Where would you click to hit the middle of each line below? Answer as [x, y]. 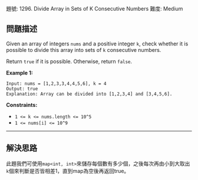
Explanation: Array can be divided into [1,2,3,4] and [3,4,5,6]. [89, 94]
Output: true [22, 89]
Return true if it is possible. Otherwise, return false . [69, 61]
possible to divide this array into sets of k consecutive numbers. [84, 50]
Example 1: [20, 73]
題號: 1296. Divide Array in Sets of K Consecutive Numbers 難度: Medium [95, 9]
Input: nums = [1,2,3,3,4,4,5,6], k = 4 [57, 84]
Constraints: [22, 104]
